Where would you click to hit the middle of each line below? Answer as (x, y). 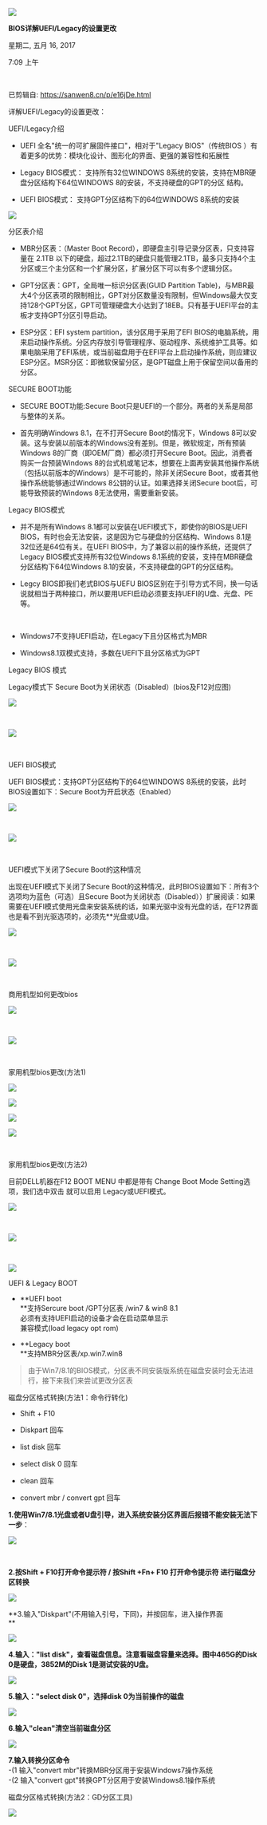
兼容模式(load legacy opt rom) (69, 1328)
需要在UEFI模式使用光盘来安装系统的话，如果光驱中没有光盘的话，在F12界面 (133, 907)
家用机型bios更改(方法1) (47, 1072)
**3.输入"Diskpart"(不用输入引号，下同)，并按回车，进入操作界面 (116, 1614)
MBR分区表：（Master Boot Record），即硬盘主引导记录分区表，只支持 (133, 248)
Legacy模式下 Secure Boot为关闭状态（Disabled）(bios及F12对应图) (120, 687)
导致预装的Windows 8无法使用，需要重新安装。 (105, 493)
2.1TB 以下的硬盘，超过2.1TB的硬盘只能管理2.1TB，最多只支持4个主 (146, 258)
